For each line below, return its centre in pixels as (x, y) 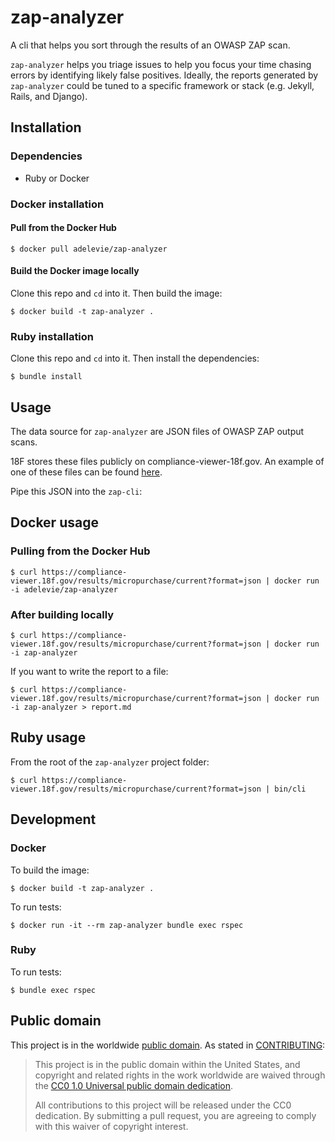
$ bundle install (46, 377)
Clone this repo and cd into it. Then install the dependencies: (135, 358)
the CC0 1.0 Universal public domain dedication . (134, 1085)
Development (53, 819)
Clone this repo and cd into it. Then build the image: (116, 293)
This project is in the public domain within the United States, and (167, 1064)
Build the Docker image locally (75, 271)
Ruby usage (48, 737)
